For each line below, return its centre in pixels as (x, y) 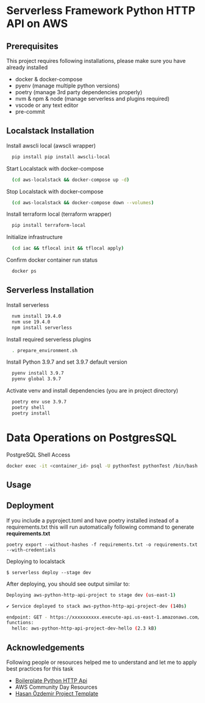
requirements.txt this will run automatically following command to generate (100, 527)
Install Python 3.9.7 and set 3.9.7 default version (67, 362)
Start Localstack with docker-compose (55, 168)
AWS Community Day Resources (56, 687)
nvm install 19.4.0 (37, 316)
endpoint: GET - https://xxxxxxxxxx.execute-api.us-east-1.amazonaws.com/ (103, 617)
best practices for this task (40, 668)
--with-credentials (31, 550)
